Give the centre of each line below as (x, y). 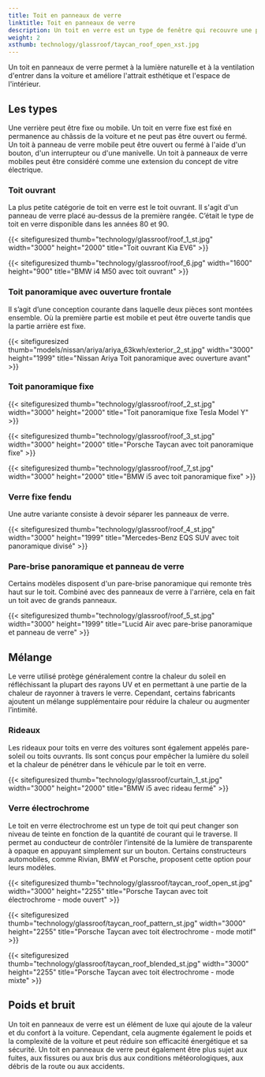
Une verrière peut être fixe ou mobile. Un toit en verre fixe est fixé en (120, 128)
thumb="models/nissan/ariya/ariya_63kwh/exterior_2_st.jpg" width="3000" (131, 350)
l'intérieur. (24, 84)
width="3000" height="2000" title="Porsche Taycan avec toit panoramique (131, 444)
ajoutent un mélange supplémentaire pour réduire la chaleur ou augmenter (129, 701)
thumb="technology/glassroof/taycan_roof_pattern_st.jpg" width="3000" (127, 923)
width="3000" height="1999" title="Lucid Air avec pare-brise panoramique (130, 624)
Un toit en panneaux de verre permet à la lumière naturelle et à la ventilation (131, 67)
